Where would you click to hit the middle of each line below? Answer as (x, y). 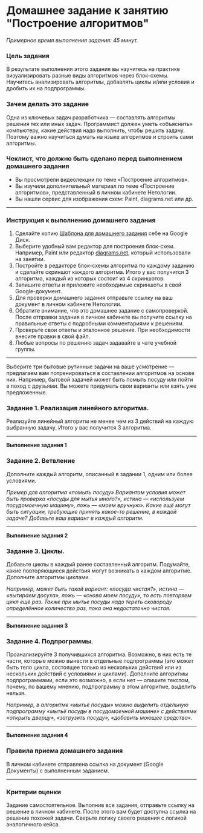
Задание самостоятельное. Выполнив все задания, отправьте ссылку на (100, 805)
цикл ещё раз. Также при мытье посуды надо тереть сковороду (89, 602)
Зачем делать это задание (48, 104)
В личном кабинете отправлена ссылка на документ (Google (85, 764)
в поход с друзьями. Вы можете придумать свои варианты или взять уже (101, 386)
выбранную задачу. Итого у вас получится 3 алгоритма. (79, 428)
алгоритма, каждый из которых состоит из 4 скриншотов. (90, 279)
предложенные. (27, 393)
